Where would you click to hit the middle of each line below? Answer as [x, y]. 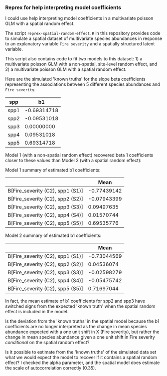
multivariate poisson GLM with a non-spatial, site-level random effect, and [81, 64]
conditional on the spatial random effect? [47, 343]
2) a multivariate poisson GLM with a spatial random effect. [66, 69]
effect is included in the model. [37, 312]
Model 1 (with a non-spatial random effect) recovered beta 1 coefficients [79, 155]
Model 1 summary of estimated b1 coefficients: [53, 170]
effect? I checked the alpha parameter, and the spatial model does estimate [83, 363]
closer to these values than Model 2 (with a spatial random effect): [73, 161]
